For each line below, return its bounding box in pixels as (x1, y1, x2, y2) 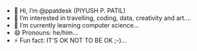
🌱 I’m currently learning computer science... (13, 21, 139, 29)
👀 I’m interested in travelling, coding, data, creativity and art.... (13, 14, 191, 22)
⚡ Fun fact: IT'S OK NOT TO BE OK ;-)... (13, 37, 127, 44)
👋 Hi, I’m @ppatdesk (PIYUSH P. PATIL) (13, 7, 126, 14)
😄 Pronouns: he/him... (13, 28, 78, 37)
